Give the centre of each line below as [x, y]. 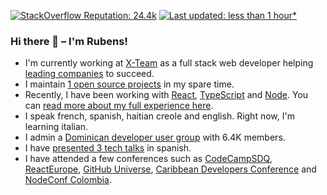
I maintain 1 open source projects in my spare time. [129, 84]
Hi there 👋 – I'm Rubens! [69, 41]
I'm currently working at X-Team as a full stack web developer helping [169, 63]
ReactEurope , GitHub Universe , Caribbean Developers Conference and [170, 169]
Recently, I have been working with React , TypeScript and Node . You [166, 95]
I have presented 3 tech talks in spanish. [108, 148]
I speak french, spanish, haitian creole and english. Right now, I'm [159, 116]
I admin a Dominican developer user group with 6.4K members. [155, 137]
